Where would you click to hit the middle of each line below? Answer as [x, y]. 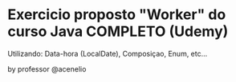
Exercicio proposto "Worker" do [117, 15]
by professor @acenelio [47, 68]
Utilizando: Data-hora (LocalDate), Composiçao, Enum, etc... [108, 53]
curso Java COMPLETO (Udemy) [118, 31]
